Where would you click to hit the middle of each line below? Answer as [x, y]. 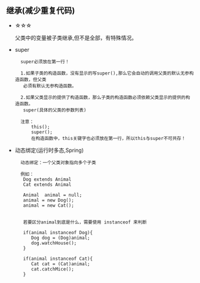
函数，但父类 [33, 79]
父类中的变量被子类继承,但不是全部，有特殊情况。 [76, 38]
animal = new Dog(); [49, 200]
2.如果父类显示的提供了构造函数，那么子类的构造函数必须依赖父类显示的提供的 [103, 97]
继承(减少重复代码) [41, 11]
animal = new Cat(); [49, 205]
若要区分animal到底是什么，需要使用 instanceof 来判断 [85, 222]
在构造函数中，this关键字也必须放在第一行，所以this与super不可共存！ [108, 138]
